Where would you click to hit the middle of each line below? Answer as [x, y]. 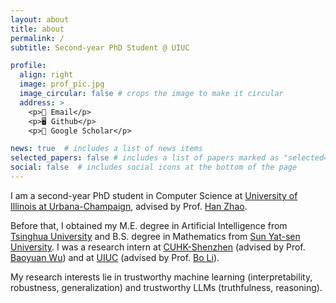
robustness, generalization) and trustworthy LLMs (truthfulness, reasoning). [166, 287]
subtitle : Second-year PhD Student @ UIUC [100, 47]
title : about [37, 29]
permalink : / [37, 38]
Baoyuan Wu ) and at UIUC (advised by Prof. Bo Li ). [115, 257]
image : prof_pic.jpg [62, 84]
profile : [28, 66]
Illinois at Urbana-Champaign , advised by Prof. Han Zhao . [129, 206]
